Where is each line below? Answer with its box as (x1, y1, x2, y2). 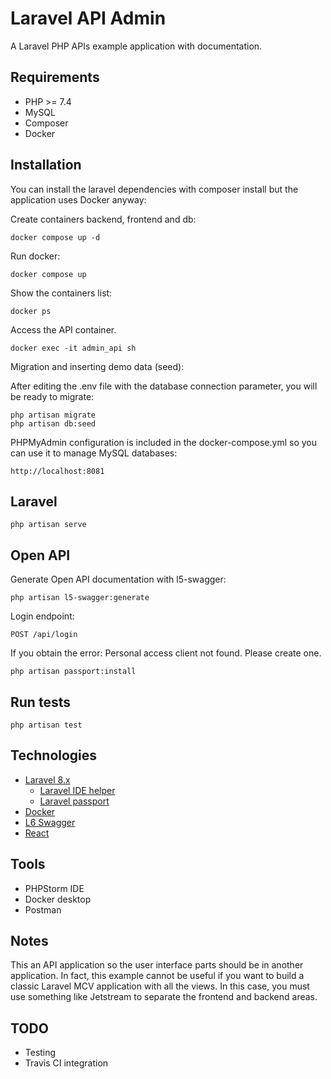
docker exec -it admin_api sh (10, 343, 137, 353)
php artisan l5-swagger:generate (10, 593, 150, 603)
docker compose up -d (10, 232, 101, 242)
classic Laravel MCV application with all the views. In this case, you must (10, 980, 310, 992)
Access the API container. (10, 323, 117, 336)
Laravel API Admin (10, 7, 167, 30)
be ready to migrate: (10, 390, 95, 402)
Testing (24, 1047, 57, 1059)
